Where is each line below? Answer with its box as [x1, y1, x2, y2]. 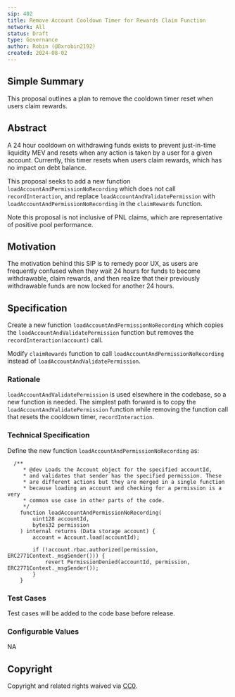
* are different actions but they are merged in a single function [23, 478, 225, 485]
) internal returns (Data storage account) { [20, 527, 156, 535]
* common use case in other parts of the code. [23, 497, 165, 504]
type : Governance [7, 37, 58, 44]
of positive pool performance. [7, 220, 94, 229]
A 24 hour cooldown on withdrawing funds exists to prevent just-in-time [7, 141, 217, 149]
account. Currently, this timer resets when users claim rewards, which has [7, 155, 222, 164]
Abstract [7, 122, 47, 134]
